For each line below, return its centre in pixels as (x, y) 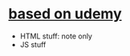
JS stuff (33, 44)
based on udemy (65, 14)
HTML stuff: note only (56, 36)
